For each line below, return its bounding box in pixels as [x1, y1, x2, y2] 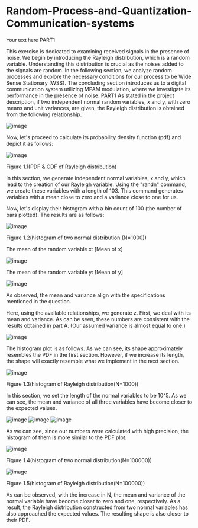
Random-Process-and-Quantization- [6, 4, 192, 18]
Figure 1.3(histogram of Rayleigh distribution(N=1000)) [6, 380, 139, 388]
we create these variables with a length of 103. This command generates [6, 187, 183, 194]
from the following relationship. [6, 111, 82, 118]
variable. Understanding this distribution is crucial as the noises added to [6, 60, 184, 68]
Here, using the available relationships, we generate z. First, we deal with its [6, 309, 191, 316]
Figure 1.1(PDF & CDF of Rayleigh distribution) [6, 163, 117, 170]
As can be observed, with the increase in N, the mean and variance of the [6, 491, 186, 498]
